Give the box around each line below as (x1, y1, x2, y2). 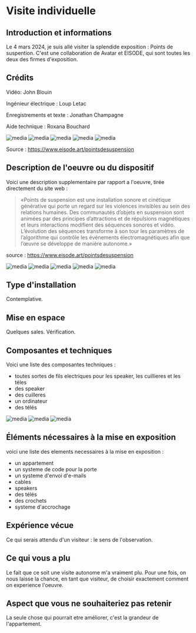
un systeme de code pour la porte (14, 465, 97, 473)
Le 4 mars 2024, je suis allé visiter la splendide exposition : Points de (6, 43, 174, 50)
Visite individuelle (6, 4, 96, 18)
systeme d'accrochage (14, 503, 71, 510)
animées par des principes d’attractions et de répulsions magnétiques (20, 215, 190, 222)
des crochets (14, 497, 47, 504)
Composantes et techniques (6, 345, 112, 355)
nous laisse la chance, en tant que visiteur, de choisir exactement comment (6, 575, 189, 582)
